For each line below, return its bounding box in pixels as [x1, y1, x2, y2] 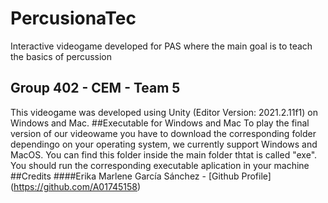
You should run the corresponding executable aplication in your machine [10, 159, 310, 171]
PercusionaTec [10, 7, 137, 30]
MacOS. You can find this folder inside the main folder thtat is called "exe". [10, 148, 318, 161]
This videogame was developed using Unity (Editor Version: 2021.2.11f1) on [10, 106, 319, 118]
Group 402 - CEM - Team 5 [10, 80, 181, 97]
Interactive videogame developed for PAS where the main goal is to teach [10, 40, 313, 52]
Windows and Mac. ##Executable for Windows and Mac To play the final [10, 117, 310, 129]
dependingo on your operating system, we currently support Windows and [10, 138, 318, 150]
